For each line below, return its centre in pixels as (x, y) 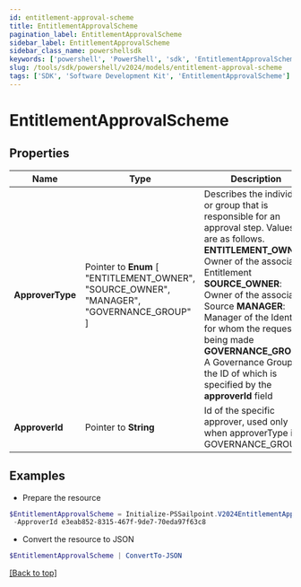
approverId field (238, 396)
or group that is (236, 205)
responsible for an (242, 216)
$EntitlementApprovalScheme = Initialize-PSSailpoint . (114, 514)
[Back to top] (33, 573)
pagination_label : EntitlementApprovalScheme (95, 34)
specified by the (238, 384)
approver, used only (246, 421)
